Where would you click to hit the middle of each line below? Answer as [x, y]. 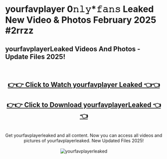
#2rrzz [19, 31]
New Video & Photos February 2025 [81, 20]
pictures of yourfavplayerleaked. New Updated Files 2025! [84, 141]
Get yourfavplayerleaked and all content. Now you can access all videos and [84, 136]
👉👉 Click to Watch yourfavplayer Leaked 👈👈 [84, 85]
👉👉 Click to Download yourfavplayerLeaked [79, 105]
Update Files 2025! [35, 56]
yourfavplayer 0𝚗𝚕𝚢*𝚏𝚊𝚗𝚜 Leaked [80, 9]
